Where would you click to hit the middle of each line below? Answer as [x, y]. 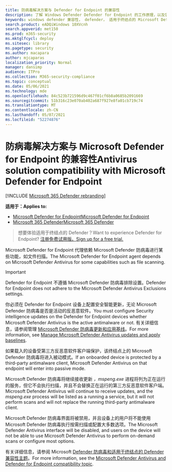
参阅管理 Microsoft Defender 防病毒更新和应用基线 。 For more [83, 329]
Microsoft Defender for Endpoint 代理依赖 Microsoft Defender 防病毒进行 [82, 250]
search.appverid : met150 [32, 29]
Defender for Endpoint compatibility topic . [49, 464]
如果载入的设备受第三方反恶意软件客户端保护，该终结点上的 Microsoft [79, 351]
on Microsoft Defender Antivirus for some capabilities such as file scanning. [85, 262]
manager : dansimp [24, 67]
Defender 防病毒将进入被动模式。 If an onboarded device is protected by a [83, 357]
